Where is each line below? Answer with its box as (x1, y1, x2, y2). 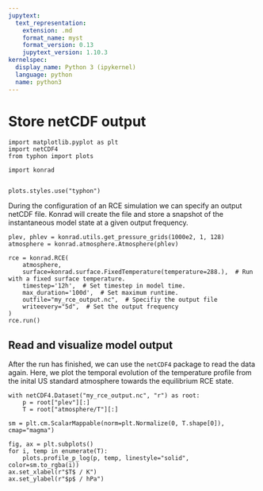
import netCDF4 (8, 145, 59, 153)
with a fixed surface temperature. (8, 275, 126, 283)
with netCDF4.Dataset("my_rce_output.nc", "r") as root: (8, 392, 200, 400)
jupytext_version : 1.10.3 (22, 48, 109, 56)
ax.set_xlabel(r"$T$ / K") (8, 468, 97, 477)
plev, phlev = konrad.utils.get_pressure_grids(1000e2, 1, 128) (8, 234, 225, 242)
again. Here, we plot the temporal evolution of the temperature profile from (8, 368, 252, 377)
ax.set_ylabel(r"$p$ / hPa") (8, 475, 105, 483)
